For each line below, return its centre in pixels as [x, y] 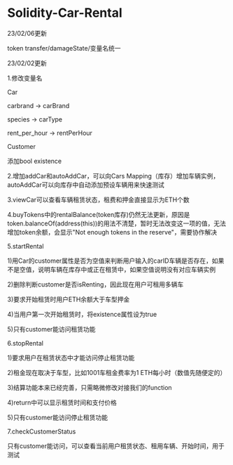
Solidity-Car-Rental [65, 13]
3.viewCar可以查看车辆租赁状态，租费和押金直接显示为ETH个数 [99, 199]
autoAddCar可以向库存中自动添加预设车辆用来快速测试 [86, 185]
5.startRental [26, 246]
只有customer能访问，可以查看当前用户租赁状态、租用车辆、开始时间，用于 [116, 446]
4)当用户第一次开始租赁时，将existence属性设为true [82, 314]
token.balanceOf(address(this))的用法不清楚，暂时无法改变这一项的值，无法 [116, 223]
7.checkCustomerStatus [42, 431]
